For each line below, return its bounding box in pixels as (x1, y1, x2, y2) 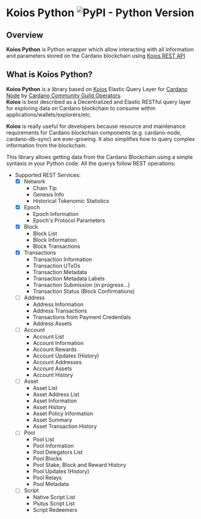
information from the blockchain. (6, 142, 87, 149)
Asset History (32, 404, 67, 411)
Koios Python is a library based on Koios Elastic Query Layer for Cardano (6, 85, 188, 92)
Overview (6, 30, 44, 40)
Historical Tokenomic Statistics (32, 197, 109, 204)
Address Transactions (32, 307, 88, 314)
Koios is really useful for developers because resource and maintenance (6, 122, 186, 130)
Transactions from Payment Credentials (32, 314, 131, 321)
